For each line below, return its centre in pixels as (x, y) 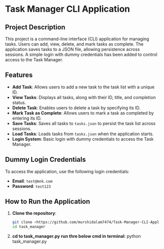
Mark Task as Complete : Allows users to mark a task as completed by (83, 113)
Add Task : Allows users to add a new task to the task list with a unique (83, 87)
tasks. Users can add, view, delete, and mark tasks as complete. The (74, 44)
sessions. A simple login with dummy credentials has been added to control (81, 54)
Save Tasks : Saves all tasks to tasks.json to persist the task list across (84, 123)
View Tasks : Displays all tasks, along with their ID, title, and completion (84, 97)
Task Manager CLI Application (68, 9)
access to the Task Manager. (34, 60)
